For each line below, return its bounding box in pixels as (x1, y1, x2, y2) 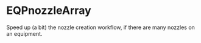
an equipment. (6, 30, 43, 37)
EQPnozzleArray (6, 4, 91, 18)
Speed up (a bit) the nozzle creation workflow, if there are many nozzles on (6, 24, 195, 31)
